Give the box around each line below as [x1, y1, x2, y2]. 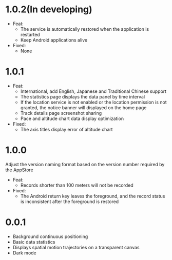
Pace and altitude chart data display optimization [20, 115, 124, 122]
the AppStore [5, 167, 33, 173]
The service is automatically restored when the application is [20, 26, 149, 32]
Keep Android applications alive [20, 37, 88, 43]
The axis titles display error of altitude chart [20, 126, 113, 132]
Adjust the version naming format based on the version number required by [5, 161, 165, 167]
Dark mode [12, 250, 37, 256]
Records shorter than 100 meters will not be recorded [20, 182, 133, 188]
